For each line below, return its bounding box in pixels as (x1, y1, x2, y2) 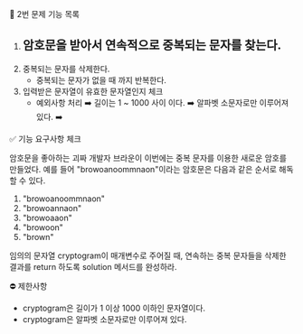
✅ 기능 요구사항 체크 (9, 133, 81, 144)
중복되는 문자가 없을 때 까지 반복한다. (35, 74, 167, 85)
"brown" (22, 231, 54, 242)
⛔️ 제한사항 (9, 280, 48, 292)
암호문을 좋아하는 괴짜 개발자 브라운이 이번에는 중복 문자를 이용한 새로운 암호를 (9, 153, 288, 163)
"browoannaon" (22, 202, 82, 213)
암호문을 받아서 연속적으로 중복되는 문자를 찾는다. (22, 38, 282, 53)
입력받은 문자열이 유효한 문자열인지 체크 (22, 86, 164, 97)
